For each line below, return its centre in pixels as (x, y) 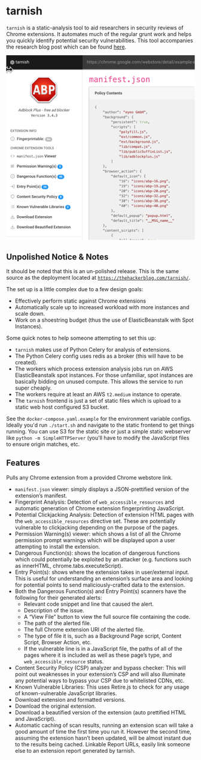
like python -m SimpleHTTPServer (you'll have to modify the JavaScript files (98, 438)
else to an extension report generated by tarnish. (75, 750)
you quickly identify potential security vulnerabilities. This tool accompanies (100, 40)
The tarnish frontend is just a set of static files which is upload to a (98, 400)
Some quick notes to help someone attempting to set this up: (81, 338)
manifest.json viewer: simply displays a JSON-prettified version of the (102, 489)
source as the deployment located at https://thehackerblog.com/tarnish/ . (98, 277)
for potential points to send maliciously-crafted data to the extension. (100, 585)
